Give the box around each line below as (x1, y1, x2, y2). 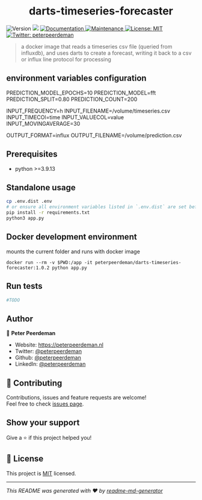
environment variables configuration (6, 73, 147, 84)
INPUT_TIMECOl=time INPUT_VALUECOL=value (6, 113, 124, 121)
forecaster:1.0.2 (6, 265, 50, 271)
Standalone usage (6, 182, 76, 193)
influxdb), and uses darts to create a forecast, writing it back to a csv (20, 49, 192, 57)
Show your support (6, 418, 80, 428)
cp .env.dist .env (6, 199, 52, 205)
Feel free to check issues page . (6, 400, 84, 407)
